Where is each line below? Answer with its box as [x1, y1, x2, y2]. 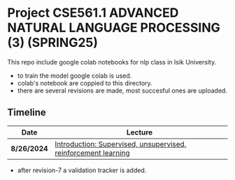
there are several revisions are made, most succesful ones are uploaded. [17, 86, 227, 95]
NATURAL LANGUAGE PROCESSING [7, 20, 220, 36]
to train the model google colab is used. [17, 71, 132, 80]
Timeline [7, 106, 47, 118]
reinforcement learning [55, 148, 131, 158]
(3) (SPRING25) [7, 35, 99, 50]
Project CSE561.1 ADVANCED [7, 5, 179, 21]
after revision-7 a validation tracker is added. [17, 166, 147, 174]
